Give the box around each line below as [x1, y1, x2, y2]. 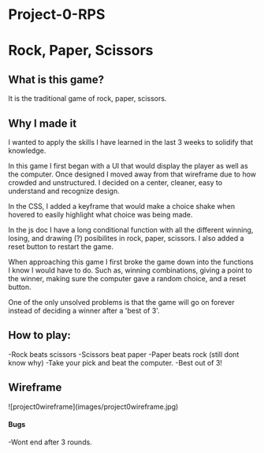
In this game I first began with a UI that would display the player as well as [8, 162, 248, 170]
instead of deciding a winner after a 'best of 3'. [8, 306, 160, 315]
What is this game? [8, 72, 105, 86]
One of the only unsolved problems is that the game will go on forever [8, 298, 235, 306]
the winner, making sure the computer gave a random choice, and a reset [8, 274, 247, 283]
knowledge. [8, 146, 46, 155]
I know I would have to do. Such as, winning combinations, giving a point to [8, 265, 252, 275]
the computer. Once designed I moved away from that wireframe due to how [8, 169, 257, 179]
